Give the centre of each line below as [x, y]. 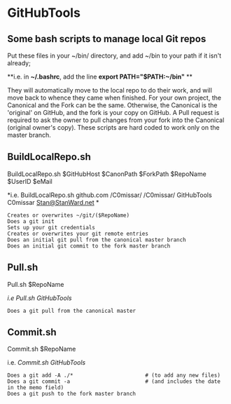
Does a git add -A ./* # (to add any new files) [114, 376]
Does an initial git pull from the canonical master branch [97, 240]
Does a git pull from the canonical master [72, 311]
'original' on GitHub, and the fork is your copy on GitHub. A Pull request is [113, 113]
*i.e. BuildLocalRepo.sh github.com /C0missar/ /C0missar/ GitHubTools [110, 195]
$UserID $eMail [30, 181]
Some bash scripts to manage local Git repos [107, 39]
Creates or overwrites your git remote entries [78, 234]
